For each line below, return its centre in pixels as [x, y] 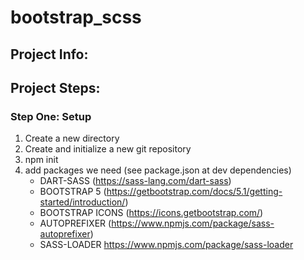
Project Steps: [55, 87]
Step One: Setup [51, 116]
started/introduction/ [82, 202]
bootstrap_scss [76, 17]
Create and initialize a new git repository [108, 149]
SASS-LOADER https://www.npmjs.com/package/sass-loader [166, 245]
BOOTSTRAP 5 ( [73, 192]
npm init [41, 160]
